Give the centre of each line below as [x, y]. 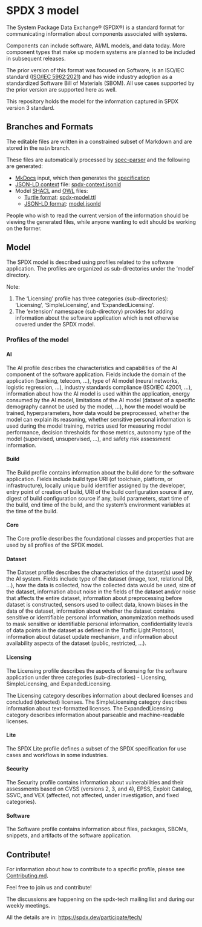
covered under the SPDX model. [55, 324]
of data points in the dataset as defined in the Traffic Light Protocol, [90, 630]
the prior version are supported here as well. [62, 89]
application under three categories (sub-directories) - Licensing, [86, 677]
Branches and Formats [50, 127]
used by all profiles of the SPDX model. [55, 545]
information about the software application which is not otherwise [97, 318]
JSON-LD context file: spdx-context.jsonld [68, 184]
